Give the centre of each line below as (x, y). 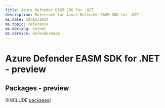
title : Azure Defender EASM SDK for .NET (50, 10)
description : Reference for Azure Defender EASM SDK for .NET (72, 15)
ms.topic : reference (27, 24)
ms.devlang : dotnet (26, 29)
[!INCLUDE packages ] (28, 100)
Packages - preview (37, 88)
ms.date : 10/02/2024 (27, 19)
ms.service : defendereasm (32, 33)
